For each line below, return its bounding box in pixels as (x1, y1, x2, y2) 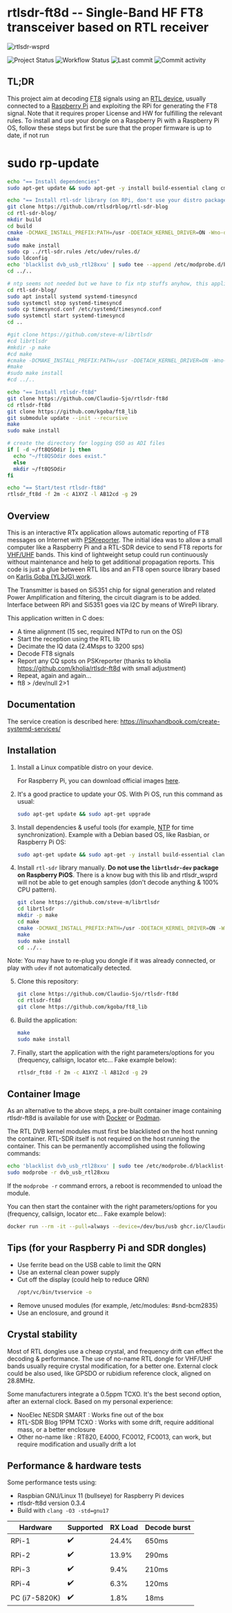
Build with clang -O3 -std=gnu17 (17, 1506, 109, 1515)
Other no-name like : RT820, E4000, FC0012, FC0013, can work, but (17, 1432, 212, 1441)
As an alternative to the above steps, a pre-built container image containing (7, 1107, 222, 1115)
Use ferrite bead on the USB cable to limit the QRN (17, 1260, 161, 1269)
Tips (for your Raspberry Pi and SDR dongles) (7, 1242, 207, 1254)
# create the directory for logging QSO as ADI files (7, 440, 166, 447)
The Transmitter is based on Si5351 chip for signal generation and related (7, 586, 216, 594)
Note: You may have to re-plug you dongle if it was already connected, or (7, 957, 216, 965)
